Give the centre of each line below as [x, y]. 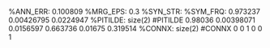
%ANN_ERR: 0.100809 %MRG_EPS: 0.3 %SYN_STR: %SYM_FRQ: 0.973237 [135, 12]
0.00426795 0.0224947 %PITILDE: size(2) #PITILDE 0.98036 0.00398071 [132, 20]
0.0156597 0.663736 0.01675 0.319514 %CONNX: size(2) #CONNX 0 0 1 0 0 [135, 28]
